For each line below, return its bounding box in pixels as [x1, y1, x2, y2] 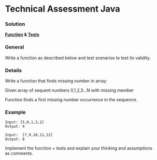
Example [5, 109, 26, 115]
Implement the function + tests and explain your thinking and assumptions [5, 145, 153, 151]
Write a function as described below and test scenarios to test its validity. [5, 55, 151, 61]
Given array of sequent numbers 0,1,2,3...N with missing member [5, 87, 134, 93]
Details [5, 67, 22, 74]
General [5, 44, 24, 50]
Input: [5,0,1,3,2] [5, 120, 44, 125]
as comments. [5, 150, 33, 156]
